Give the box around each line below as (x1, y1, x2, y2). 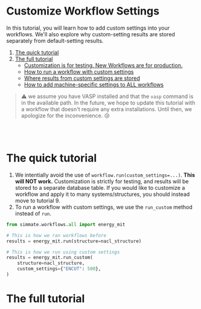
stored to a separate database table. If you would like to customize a (14, 184, 185, 191)
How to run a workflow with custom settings (24, 68, 134, 75)
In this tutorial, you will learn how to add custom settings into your (6, 24, 170, 31)
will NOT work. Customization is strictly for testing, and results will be (14, 177, 189, 185)
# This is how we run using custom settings (6, 249, 120, 255)
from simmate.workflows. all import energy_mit (6, 221, 126, 227)
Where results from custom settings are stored (24, 74, 141, 82)
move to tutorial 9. (14, 197, 60, 204)
